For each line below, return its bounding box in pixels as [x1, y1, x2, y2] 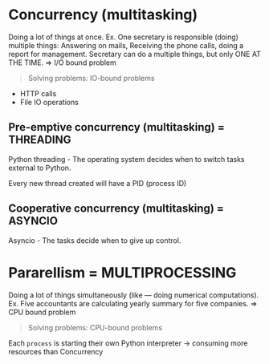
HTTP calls [19, 88, 57, 98]
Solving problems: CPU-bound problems [27, 322, 163, 332]
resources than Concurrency [8, 346, 104, 356]
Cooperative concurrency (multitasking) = [8, 202, 225, 216]
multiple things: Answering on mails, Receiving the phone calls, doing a [8, 40, 244, 50]
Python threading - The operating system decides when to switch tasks [8, 154, 245, 164]
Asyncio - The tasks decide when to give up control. [8, 235, 181, 245]
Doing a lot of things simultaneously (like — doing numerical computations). [8, 290, 259, 300]
